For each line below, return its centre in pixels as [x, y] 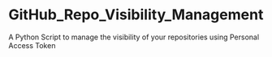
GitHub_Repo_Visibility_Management [136, 15]
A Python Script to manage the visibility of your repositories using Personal [134, 37]
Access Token [32, 45]
